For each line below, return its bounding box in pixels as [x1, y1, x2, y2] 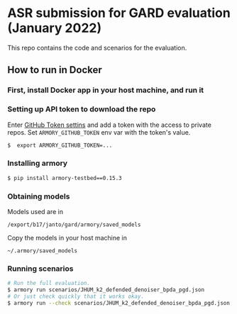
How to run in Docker [7, 64, 103, 76]
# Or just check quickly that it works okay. [7, 293, 144, 300]
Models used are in [7, 207, 64, 215]
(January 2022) [7, 20, 101, 36]
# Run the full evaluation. [7, 280, 91, 287]
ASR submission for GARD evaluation [7, 5, 231, 21]
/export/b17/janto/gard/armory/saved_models [7, 221, 141, 228]
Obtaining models [7, 191, 70, 201]
